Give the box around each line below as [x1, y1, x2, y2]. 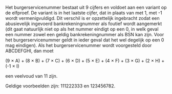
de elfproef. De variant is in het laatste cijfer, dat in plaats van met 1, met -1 [5, 10, 162, 16]
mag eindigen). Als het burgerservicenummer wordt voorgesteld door [5, 42, 152, 48]
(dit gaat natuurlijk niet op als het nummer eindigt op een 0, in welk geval [5, 26, 159, 32]
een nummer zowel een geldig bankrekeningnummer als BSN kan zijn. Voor [5, 32, 164, 37]
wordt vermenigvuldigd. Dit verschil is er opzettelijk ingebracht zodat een [5, 15, 160, 21]
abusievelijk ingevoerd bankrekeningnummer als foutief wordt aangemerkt [5, 20, 162, 27]
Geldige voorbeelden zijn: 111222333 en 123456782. [5, 83, 116, 89]
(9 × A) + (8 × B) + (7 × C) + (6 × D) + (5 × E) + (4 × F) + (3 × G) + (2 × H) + [5, 58, 165, 63]
